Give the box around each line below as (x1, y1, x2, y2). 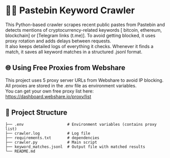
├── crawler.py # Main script (5, 140, 97, 145)
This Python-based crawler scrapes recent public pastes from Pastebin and (5, 21, 165, 28)
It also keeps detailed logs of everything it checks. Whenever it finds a (5, 43, 154, 49)
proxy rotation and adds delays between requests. (5, 38, 112, 44)
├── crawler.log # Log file (5, 130, 91, 136)
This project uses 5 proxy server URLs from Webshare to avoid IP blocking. (5, 77, 164, 83)
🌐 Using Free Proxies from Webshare (5, 63, 125, 72)
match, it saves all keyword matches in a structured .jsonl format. (5, 49, 142, 55)
